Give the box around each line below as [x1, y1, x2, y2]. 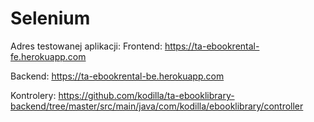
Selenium [10, 7, 91, 30]
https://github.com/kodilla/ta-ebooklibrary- [58, 89, 235, 101]
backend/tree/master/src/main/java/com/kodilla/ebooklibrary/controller [10, 100, 304, 112]
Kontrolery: [10, 89, 57, 101]
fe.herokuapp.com [10, 50, 87, 62]
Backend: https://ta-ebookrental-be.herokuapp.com [10, 70, 225, 82]
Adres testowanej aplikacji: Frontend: [10, 40, 163, 52]
